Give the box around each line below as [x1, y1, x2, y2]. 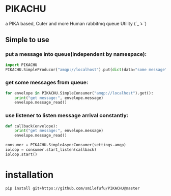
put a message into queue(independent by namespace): [5, 51, 147, 58]
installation [5, 169, 54, 180]
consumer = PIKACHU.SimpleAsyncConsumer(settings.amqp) [5, 143, 126, 148]
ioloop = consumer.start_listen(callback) [5, 147, 97, 152]
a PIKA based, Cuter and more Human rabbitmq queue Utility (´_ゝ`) [5, 20, 147, 26]
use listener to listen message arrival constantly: [5, 112, 129, 119]
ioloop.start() [5, 152, 38, 157]
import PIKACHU [5, 62, 38, 68]
